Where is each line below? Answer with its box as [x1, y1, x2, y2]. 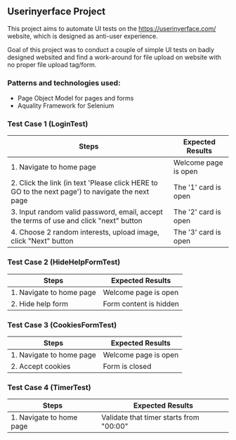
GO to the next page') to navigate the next [11, 187, 150, 196]
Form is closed [103, 362, 152, 371]
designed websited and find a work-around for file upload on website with [7, 53, 221, 61]
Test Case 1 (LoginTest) [7, 119, 88, 129]
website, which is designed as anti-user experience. [7, 32, 158, 40]
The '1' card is [173, 182, 221, 192]
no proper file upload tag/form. [7, 60, 97, 69]
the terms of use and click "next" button [11, 216, 143, 226]
